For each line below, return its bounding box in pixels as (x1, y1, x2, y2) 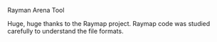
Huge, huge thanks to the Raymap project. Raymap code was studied (7, 20, 211, 27)
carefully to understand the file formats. (7, 27, 124, 35)
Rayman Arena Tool (7, 6, 65, 14)
